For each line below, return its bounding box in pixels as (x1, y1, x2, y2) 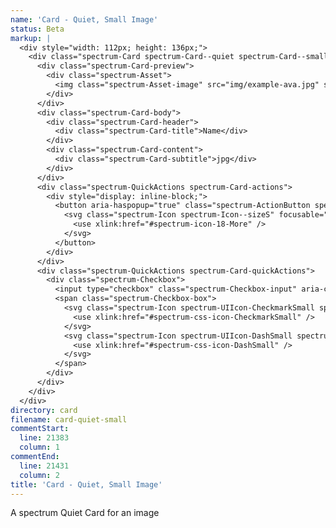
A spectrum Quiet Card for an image (10, 507, 160, 519)
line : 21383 (19, 433, 70, 443)
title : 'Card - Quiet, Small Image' (10, 479, 163, 490)
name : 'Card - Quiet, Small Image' (10, 14, 159, 25)
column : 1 (19, 442, 60, 453)
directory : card (10, 405, 78, 415)
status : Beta (10, 24, 65, 34)
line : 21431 (19, 461, 70, 471)
